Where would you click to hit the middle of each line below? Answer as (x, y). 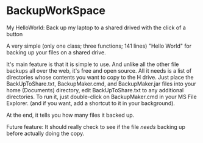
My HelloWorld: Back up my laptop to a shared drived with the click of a (96, 28)
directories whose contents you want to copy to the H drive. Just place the (100, 77)
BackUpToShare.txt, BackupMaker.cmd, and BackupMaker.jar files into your (101, 84)
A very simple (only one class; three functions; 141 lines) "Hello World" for (99, 46)
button (15, 34)
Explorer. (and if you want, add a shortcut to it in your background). (91, 103)
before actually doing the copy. (45, 133)
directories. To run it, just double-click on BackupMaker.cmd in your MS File (101, 97)
